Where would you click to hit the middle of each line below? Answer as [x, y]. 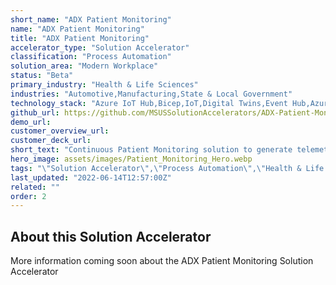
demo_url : [31, 122]
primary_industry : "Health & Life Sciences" [104, 85]
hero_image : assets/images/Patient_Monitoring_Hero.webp [131, 159]
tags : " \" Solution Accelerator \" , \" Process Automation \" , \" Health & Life [167, 168]
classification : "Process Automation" [91, 57]
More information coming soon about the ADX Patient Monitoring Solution [162, 261]
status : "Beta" [42, 76]
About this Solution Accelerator [111, 236]
